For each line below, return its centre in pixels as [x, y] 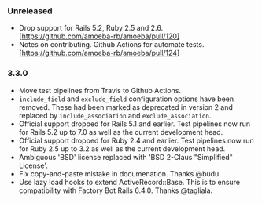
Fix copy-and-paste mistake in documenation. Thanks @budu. [120, 173]
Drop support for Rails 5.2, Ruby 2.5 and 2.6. [90, 28]
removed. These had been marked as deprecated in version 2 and [126, 107]
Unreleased [30, 11]
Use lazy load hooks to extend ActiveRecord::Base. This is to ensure [129, 182]
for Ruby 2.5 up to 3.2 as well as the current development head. [122, 149]
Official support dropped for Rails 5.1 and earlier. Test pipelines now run [135, 124]
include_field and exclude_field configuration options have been [126, 99]
